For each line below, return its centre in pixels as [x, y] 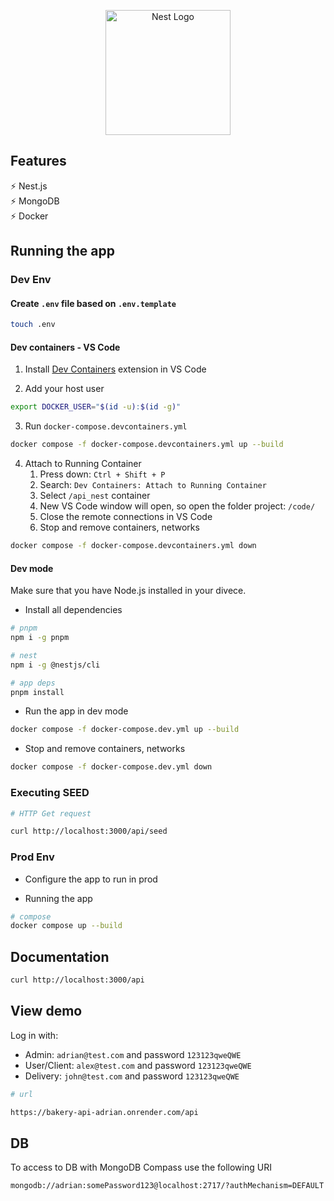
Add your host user [64, 389]
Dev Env [31, 280]
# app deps [33, 683]
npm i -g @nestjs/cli [55, 665]
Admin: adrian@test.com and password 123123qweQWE [133, 1054]
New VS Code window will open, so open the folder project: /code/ [177, 506]
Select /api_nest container [95, 496]
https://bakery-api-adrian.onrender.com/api [104, 1112]
